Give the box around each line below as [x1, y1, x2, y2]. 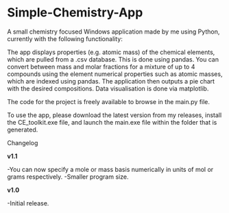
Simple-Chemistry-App [7, 5, 143, 21]
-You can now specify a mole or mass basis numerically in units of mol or [7, 165, 214, 173]
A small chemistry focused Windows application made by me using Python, [7, 27, 220, 36]
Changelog [7, 138, 38, 147]
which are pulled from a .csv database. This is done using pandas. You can [7, 55, 219, 63]
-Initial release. [7, 199, 49, 207]
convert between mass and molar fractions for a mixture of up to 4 [7, 62, 195, 71]
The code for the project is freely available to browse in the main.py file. [7, 97, 210, 105]
